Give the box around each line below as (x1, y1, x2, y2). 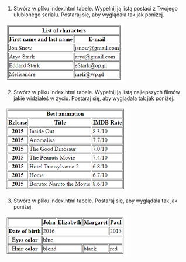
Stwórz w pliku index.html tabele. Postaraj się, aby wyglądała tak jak (13, 197, 178, 204)
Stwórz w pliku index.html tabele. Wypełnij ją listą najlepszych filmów (13, 89, 180, 95)
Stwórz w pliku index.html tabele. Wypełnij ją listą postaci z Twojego (13, 5, 178, 12)
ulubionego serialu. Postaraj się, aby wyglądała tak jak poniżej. (13, 11, 164, 18)
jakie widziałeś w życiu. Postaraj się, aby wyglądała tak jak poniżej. (13, 95, 175, 102)
